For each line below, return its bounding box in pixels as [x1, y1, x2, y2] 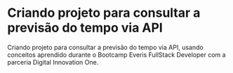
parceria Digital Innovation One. [7, 58, 99, 66]
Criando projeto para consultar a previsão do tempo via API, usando [7, 43, 204, 51]
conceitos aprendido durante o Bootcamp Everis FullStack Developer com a [7, 51, 226, 59]
